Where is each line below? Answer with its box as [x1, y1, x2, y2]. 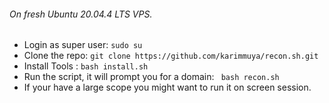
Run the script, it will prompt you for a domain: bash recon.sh [23, 71, 280, 83]
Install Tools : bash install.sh [23, 60, 149, 72]
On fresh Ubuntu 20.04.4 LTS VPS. [9, 8, 153, 20]
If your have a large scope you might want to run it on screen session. [23, 81, 312, 94]
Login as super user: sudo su [23, 39, 143, 51]
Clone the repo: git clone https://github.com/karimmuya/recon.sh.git [23, 50, 319, 62]
